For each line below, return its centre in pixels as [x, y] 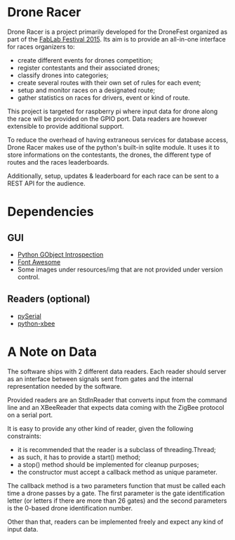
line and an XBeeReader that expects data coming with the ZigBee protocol [116, 407]
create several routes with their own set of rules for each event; [109, 82]
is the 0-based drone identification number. [70, 508]
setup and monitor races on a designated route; [86, 90]
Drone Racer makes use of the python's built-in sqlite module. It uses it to [113, 147]
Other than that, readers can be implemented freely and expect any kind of [115, 522]
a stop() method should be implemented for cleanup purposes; [108, 464]
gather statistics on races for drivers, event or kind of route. [104, 97]
